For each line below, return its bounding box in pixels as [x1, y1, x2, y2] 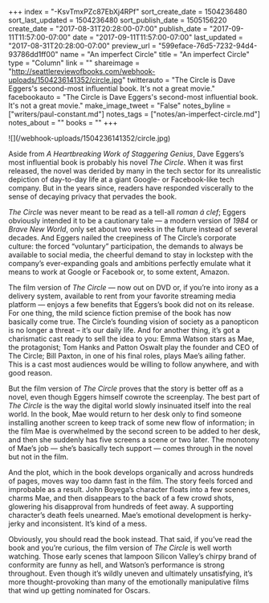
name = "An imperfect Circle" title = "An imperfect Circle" [59, 50, 251, 59]
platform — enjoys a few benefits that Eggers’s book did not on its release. [8, 300, 255, 309]
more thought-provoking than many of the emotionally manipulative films [8, 577, 250, 586]
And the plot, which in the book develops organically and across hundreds [8, 468, 255, 477]
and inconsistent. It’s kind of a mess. [26, 519, 147, 528]
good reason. [8, 368, 53, 377]
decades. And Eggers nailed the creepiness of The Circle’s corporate [8, 233, 237, 242]
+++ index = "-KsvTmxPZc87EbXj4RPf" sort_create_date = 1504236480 [8, 7, 247, 16]
